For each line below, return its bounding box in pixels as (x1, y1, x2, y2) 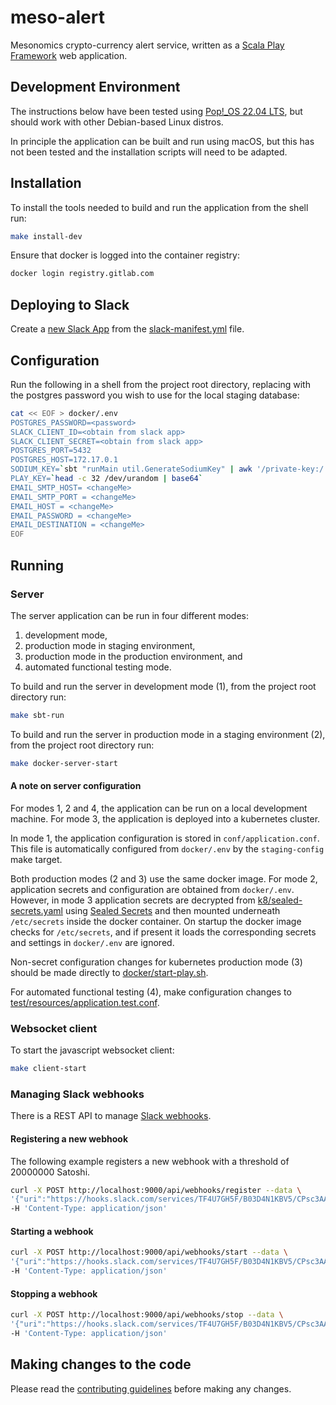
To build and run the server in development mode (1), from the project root (10, 680, 317, 692)
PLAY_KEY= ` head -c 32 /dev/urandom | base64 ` (10, 474, 203, 484)
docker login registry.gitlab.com (10, 269, 155, 279)
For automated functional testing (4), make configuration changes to (10, 986, 292, 998)
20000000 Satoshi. (10, 1166, 91, 1178)
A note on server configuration (10, 780, 142, 792)
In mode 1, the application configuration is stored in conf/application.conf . (10, 832, 320, 844)
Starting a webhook (10, 1225, 94, 1237)
